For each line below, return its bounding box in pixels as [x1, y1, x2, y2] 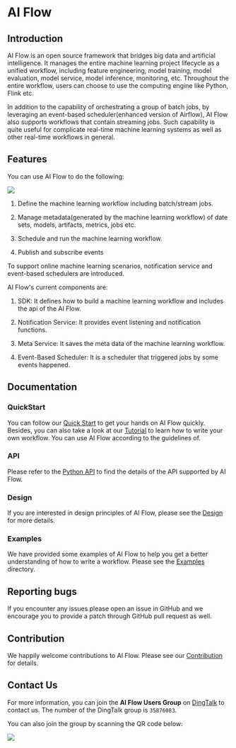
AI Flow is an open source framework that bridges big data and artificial [7, 51, 216, 60]
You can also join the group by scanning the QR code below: [7, 719, 184, 727]
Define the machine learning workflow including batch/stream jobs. [17, 199, 214, 208]
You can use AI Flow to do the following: [7, 172, 125, 181]
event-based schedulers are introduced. [7, 269, 125, 277]
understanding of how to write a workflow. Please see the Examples [7, 557, 205, 566]
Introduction [7, 33, 64, 45]
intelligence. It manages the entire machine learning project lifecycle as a [7, 59, 220, 67]
